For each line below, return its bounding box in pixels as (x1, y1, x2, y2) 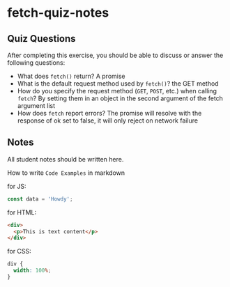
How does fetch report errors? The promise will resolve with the (17, 109, 202, 117)
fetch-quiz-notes (7, 5, 109, 21)
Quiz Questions (7, 33, 76, 45)
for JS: (7, 182, 26, 190)
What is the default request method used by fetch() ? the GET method (17, 79, 219, 88)
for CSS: (7, 247, 31, 256)
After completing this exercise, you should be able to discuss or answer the (7, 51, 224, 59)
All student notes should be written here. (7, 155, 124, 163)
